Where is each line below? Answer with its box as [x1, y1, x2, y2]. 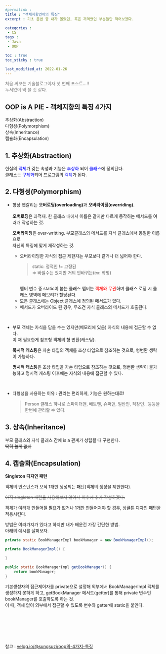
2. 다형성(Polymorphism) [5, 188, 82, 196]
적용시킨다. [5, 511, 27, 517]
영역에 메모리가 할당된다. [29, 291, 77, 298]
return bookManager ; [14, 569, 56, 574]
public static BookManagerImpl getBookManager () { [5, 565, 112, 570]
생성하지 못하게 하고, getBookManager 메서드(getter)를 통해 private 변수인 [5, 589, 152, 595]
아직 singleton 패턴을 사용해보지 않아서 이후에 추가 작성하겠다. [5, 494, 125, 500]
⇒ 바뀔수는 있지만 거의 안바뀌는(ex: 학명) [32, 269, 112, 275]
